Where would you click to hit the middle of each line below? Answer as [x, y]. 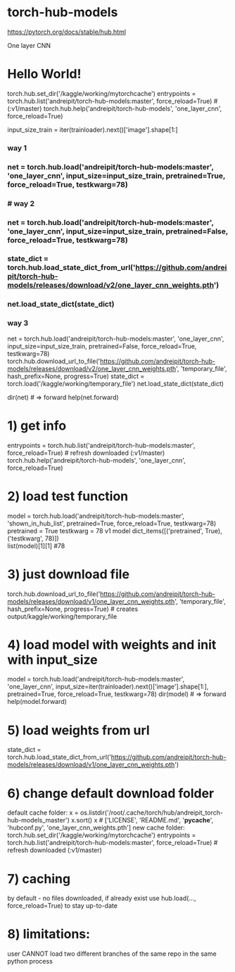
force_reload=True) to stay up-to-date [63, 906]
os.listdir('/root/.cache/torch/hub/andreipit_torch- [152, 813]
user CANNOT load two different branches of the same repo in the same [112, 954]
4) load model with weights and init [112, 644]
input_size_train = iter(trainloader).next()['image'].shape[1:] [93, 129]
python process [30, 961]
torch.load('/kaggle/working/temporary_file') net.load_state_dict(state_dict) [115, 383]
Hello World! [44, 74]
